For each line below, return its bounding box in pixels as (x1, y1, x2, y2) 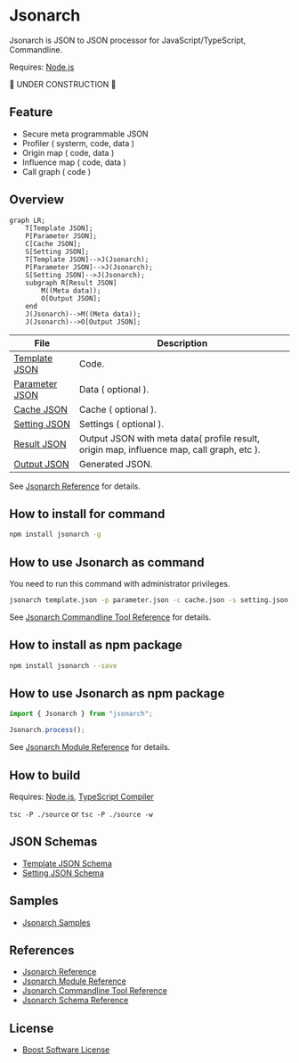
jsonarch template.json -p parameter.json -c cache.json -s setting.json (9, 596, 289, 605)
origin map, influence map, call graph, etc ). (78, 443, 261, 456)
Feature (9, 104, 53, 120)
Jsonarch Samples (21, 917, 91, 927)
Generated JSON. (78, 457, 153, 470)
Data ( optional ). (78, 383, 149, 395)
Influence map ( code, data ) (21, 157, 126, 168)
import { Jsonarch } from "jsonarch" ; (9, 710, 153, 719)
